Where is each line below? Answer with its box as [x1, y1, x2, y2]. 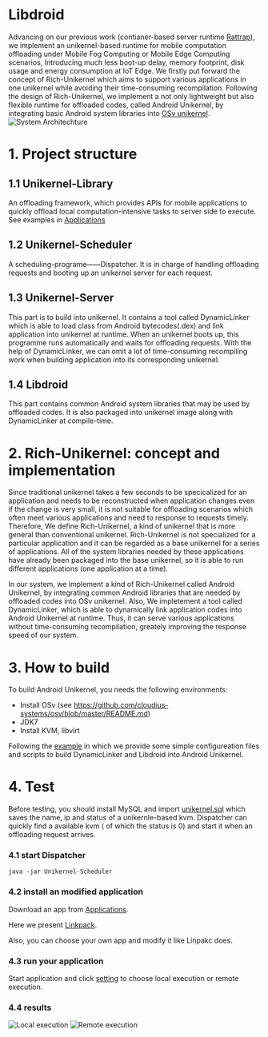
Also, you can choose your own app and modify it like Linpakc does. [8, 935, 234, 945]
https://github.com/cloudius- [73, 700, 169, 710]
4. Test [8, 778, 55, 796]
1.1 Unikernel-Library [8, 177, 114, 190]
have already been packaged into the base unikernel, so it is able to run [8, 556, 244, 565]
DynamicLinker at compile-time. [8, 416, 114, 425]
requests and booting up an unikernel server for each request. [8, 268, 214, 277]
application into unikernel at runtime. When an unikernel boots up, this [8, 329, 239, 339]
